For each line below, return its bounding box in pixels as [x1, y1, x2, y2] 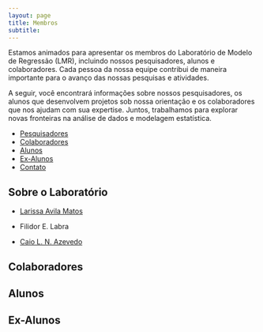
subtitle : [8, 26, 41, 34]
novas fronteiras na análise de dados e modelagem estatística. [8, 114, 212, 123]
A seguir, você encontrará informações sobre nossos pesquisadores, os [8, 89, 242, 98]
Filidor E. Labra [19, 222, 70, 232]
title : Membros [8, 19, 58, 27]
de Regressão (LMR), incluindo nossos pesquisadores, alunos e [8, 56, 216, 66]
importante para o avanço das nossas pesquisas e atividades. [8, 73, 209, 83]
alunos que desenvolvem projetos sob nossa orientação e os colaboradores [8, 96, 255, 107]
